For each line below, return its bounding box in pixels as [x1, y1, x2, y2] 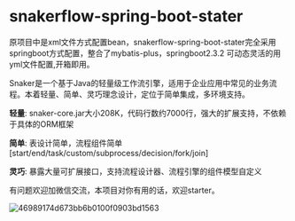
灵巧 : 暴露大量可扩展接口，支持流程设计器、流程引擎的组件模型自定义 [9, 166, 262, 177]
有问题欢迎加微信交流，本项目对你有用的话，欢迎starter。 [9, 185, 220, 195]
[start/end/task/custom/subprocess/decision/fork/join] [9, 147, 209, 158]
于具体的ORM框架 [9, 118, 74, 130]
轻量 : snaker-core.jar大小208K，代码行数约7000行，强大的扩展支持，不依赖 [9, 107, 286, 118]
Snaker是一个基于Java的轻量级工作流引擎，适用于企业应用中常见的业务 [9, 77, 270, 88]
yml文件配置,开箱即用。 [9, 59, 95, 69]
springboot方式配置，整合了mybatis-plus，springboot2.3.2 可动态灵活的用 [9, 47, 282, 59]
